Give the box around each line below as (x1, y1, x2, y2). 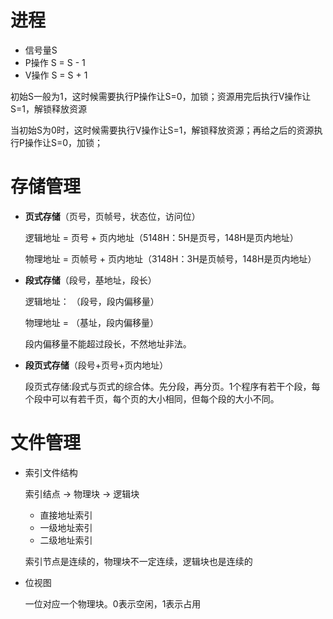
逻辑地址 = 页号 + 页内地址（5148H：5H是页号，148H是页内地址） (24, 231, 299, 243)
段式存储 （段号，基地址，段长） (24, 274, 157, 286)
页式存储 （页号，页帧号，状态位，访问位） (24, 210, 201, 222)
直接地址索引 (39, 509, 93, 521)
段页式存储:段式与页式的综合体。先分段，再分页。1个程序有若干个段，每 (24, 380, 321, 392)
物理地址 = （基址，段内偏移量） (24, 316, 159, 328)
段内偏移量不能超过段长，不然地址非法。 (24, 337, 192, 350)
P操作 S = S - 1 (24, 56, 86, 68)
